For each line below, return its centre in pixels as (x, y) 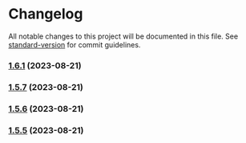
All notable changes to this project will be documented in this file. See (123, 36)
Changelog (46, 14)
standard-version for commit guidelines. (75, 44)
